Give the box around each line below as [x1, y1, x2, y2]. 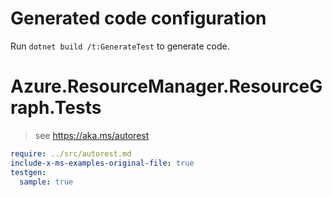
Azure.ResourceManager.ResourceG [10, 75, 323, 98]
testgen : [10, 167, 47, 177]
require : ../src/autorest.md [10, 148, 132, 159]
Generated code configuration [10, 7, 267, 30]
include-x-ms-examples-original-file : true [10, 158, 195, 168]
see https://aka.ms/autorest [34, 129, 150, 141]
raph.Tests [10, 97, 102, 119]
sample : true [19, 177, 74, 187]
